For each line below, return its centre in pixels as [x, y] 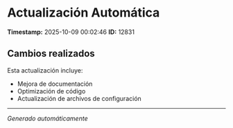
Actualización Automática [84, 13]
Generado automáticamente [48, 118]
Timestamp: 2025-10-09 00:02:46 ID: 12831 [71, 32]
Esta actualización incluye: [45, 70]
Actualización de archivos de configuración [79, 98]
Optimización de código [51, 91]
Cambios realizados [51, 54]
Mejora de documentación [55, 84]
